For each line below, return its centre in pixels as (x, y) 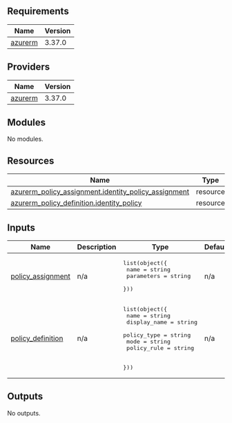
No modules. (25, 139)
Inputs (21, 227)
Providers (29, 67)
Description (97, 247)
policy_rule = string (161, 348)
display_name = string (162, 323)
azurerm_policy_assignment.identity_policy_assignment (100, 192)
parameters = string (159, 276)
